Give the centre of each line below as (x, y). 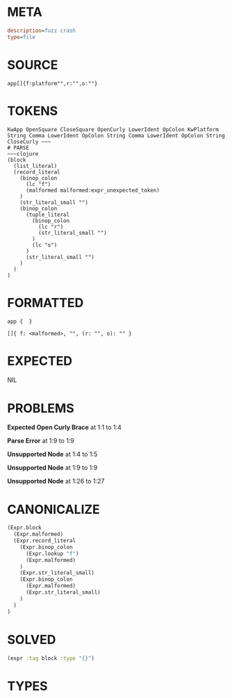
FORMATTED (45, 302)
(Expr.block (24, 528)
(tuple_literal (48, 215)
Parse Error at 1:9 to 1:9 (41, 441)
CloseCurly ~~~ (29, 142)
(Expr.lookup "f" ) (52, 554)
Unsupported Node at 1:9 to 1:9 (52, 468)
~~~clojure (23, 153)
